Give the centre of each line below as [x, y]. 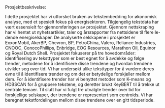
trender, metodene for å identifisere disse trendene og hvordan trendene [79, 64]
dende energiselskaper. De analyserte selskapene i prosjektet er [70, 37]
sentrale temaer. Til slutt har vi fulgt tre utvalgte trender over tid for [73, 90]
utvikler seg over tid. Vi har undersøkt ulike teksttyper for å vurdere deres [80, 69]
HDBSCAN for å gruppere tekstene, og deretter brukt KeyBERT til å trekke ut [82, 84]
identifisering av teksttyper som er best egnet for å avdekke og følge [75, 58]
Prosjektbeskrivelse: [26, 7]
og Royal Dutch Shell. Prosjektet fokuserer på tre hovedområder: [71, 53]
